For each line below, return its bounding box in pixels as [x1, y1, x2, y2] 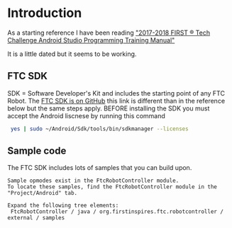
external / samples [7, 215, 65, 222]
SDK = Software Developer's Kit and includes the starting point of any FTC [7, 89, 226, 97]
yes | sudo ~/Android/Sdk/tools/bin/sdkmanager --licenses [10, 125, 189, 132]
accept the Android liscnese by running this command [7, 111, 165, 120]
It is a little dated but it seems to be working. [7, 50, 137, 58]
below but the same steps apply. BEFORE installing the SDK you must [7, 104, 210, 113]
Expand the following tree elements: [7, 202, 119, 210]
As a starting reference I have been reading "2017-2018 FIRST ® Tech [7, 28, 211, 37]
